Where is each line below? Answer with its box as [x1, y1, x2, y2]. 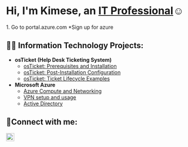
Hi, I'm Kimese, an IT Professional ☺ [6, 4, 184, 18]
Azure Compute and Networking [23, 87, 102, 95]
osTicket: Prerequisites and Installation [23, 62, 117, 69]
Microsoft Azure [14, 81, 56, 88]
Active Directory [23, 100, 63, 107]
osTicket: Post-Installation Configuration [23, 69, 121, 76]
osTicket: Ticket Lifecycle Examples [23, 75, 110, 82]
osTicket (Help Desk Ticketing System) [14, 56, 112, 63]
